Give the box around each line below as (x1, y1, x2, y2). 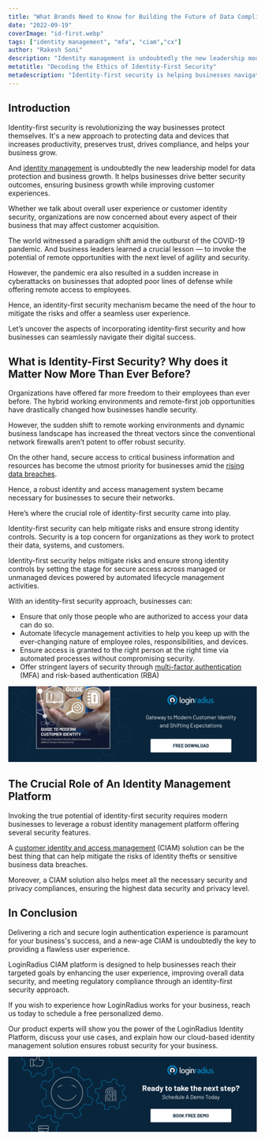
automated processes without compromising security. (19, 653, 196, 664)
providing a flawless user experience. (8, 944, 130, 953)
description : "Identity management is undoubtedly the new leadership (8, 55, 245, 62)
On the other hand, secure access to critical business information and (8, 453, 235, 462)
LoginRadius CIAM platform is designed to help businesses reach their (8, 960, 237, 969)
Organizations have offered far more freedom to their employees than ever (8, 388, 251, 398)
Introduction (8, 101, 71, 115)
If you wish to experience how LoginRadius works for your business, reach (8, 1000, 251, 1009)
